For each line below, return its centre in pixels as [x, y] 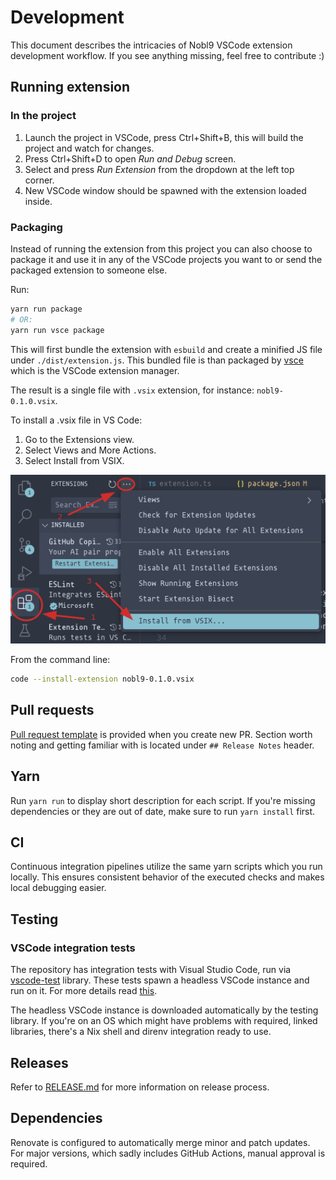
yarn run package [46, 309]
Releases [39, 1062]
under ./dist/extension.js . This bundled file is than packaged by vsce [157, 360]
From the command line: [60, 660]
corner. [39, 180]
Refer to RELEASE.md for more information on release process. [140, 1087]
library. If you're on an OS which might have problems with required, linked [164, 1021]
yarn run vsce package [57, 330]
